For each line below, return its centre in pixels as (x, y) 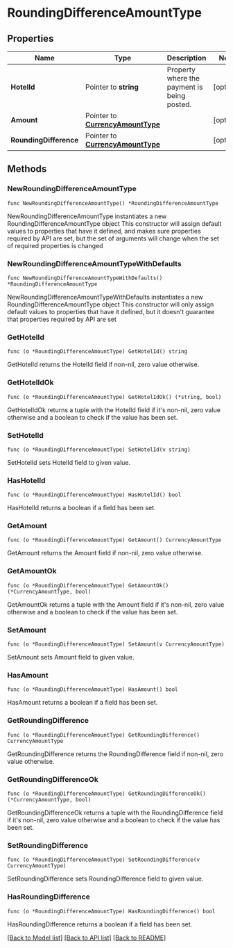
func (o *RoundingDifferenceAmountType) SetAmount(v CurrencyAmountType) (116, 644)
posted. (179, 104)
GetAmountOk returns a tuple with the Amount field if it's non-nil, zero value (116, 604)
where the (183, 78)
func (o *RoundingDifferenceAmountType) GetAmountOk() (88, 585)
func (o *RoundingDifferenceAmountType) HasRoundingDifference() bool (111, 911)
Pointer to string (112, 87)
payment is (185, 87)
